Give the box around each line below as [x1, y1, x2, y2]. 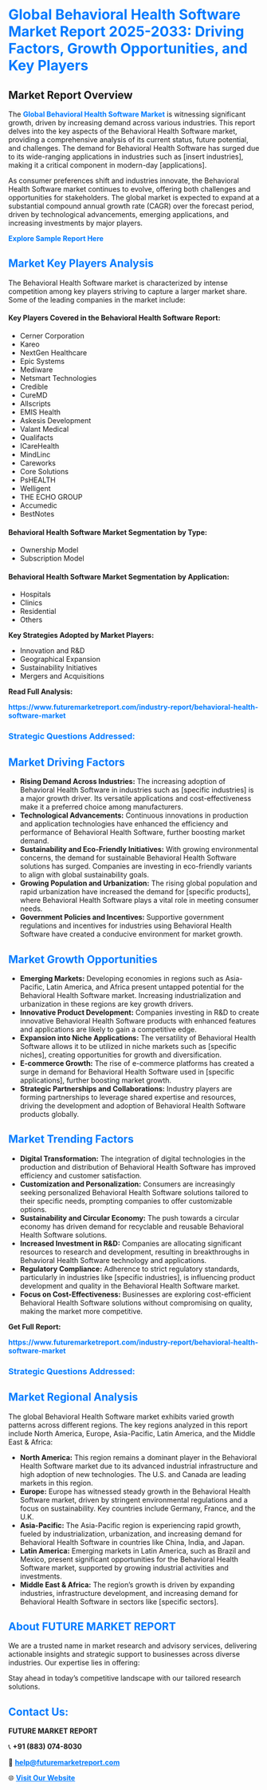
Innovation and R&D [19, 646, 85, 655]
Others [19, 615, 43, 624]
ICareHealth [19, 442, 60, 451]
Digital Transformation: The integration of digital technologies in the [19, 1154, 245, 1163]
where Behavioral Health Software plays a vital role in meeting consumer [19, 896, 259, 905]
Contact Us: [8, 1705, 69, 1718]
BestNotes [19, 509, 55, 519]
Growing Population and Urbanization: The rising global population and [19, 878, 257, 888]
